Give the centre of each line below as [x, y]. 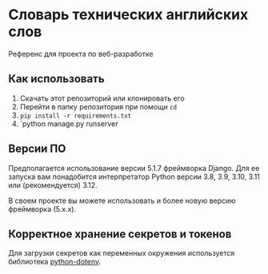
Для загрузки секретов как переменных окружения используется [122, 253]
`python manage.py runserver [69, 123]
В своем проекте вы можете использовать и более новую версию [122, 201]
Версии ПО [37, 149]
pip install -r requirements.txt [76, 116]
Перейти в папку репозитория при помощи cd [98, 106]
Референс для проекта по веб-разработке [81, 54]
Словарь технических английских [128, 15]
